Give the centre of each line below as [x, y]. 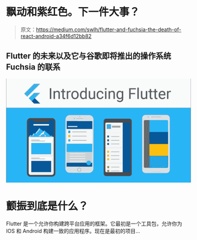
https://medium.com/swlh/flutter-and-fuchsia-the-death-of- [109, 29]
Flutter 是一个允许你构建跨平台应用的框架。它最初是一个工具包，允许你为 [94, 224]
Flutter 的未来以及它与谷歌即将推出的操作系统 [89, 56]
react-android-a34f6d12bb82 [56, 36]
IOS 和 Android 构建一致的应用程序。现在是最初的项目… [73, 231]
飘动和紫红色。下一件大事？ [73, 12]
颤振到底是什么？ [47, 206]
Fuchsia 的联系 [33, 67]
